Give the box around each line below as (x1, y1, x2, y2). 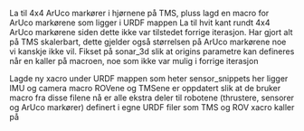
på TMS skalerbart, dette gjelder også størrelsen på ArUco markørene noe (9, 36, 287, 47)
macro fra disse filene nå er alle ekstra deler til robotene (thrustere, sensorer (9, 92, 295, 103)
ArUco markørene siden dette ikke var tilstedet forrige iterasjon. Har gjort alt (9, 27, 293, 37)
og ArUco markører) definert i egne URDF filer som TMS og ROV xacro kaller (9, 102, 295, 112)
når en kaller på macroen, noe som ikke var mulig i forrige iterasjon (9, 56, 259, 66)
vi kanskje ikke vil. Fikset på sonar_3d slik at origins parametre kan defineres (9, 46, 295, 57)
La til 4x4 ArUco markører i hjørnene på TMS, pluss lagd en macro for (9, 8, 270, 18)
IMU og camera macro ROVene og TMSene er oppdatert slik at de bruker (9, 83, 281, 93)
